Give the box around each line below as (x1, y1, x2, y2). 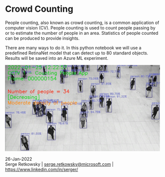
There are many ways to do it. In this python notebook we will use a (5, 45, 141, 51)
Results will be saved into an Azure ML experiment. (5, 55, 109, 61)
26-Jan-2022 (5, 156, 32, 162)
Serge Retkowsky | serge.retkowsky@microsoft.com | (5, 161, 114, 167)
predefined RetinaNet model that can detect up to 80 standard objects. (5, 50, 148, 56)
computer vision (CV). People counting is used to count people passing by (5, 25, 156, 30)
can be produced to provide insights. (5, 35, 80, 41)
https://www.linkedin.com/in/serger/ (5, 166, 79, 172)
